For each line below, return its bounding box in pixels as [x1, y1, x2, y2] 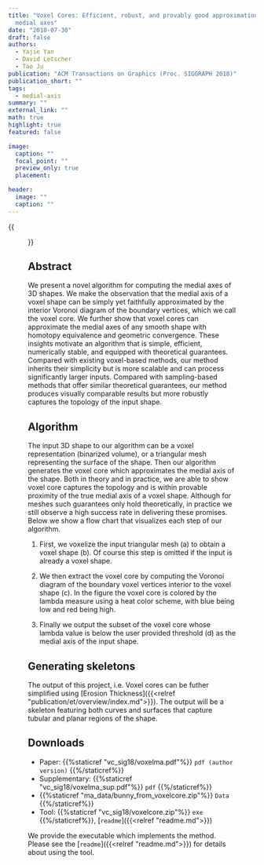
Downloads [27, 736, 85, 750]
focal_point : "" [15, 157, 68, 165]
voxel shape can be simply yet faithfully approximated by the [27, 297, 225, 307]
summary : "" [8, 99, 47, 107]
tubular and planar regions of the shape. [27, 714, 158, 723]
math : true [8, 114, 44, 122]
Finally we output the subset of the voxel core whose [38, 620, 211, 630]
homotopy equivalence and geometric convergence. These [27, 330, 220, 340]
